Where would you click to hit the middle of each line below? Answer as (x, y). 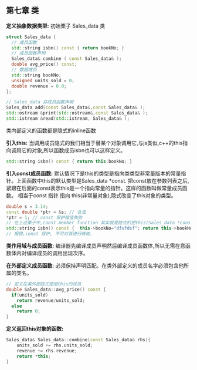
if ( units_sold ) (30, 295)
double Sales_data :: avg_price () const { (56, 290)
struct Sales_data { (31, 37)
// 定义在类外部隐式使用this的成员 (44, 284)
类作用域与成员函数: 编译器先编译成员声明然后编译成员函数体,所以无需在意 (96, 246)
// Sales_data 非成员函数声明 (40, 102)
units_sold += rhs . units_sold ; (55, 345)
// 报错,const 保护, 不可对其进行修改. (49, 234)
